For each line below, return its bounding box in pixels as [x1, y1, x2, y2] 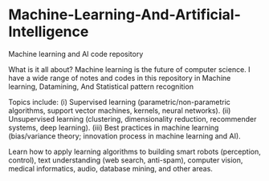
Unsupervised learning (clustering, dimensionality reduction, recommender [8, 114, 257, 123]
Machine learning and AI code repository [8, 49, 144, 58]
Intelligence [8, 22, 89, 41]
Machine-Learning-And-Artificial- [8, 6, 241, 24]
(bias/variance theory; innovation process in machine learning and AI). [8, 131, 241, 141]
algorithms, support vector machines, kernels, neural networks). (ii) [8, 106, 231, 115]
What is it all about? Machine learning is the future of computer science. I [8, 64, 251, 74]
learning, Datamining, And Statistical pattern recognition [8, 82, 194, 91]
